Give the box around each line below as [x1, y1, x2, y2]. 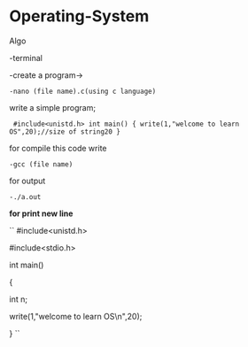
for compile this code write [9, 143, 107, 153]
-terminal [9, 52, 43, 63]
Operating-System [9, 6, 150, 27]
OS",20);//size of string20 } [9, 127, 121, 136]
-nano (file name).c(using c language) [9, 87, 157, 96]
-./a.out [9, 192, 42, 201]
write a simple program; [9, 102, 96, 112]
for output [9, 175, 46, 186]
